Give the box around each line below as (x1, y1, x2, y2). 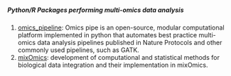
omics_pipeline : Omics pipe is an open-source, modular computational (17, 23, 225, 32)
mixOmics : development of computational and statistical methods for (17, 53, 220, 61)
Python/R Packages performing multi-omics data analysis (7, 6, 184, 14)
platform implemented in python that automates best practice (17, 30, 198, 39)
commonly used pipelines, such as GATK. (17, 46, 140, 54)
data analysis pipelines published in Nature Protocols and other (37, 38, 222, 46)
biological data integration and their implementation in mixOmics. (17, 61, 208, 69)
